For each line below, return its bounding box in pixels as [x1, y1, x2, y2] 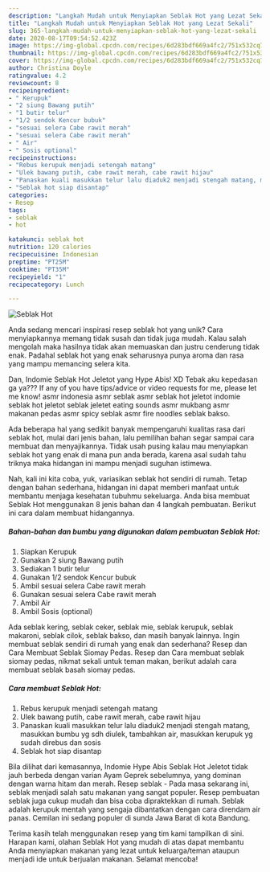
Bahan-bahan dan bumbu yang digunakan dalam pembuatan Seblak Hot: [8, 526, 260, 536]
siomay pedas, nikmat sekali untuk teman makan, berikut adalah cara [8, 657, 237, 666]
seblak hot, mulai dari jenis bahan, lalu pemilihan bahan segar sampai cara [8, 433, 255, 443]
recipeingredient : [8, 86, 70, 95]
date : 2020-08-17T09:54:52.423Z [8, 34, 117, 43]
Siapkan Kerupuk [19, 547, 77, 557]
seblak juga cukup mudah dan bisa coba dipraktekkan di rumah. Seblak [8, 796, 245, 806]
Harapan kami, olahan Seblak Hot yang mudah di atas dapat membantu [8, 837, 244, 847]
